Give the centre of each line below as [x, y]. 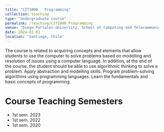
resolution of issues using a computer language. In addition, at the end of [79, 61]
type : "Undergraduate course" [36, 19]
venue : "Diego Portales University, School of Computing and [69, 28]
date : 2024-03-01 [23, 32]
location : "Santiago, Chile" [35, 37]
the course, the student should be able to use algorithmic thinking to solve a [81, 66]
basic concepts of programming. [38, 81]
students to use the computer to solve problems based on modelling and [78, 56]
